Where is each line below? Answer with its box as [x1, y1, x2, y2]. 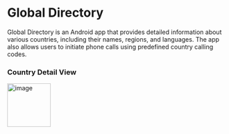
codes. [7, 50, 27, 58]
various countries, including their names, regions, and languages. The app [7, 35, 220, 43]
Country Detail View [7, 67, 77, 77]
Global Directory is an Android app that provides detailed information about [7, 28, 222, 36]
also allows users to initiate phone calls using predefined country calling [7, 42, 214, 51]
